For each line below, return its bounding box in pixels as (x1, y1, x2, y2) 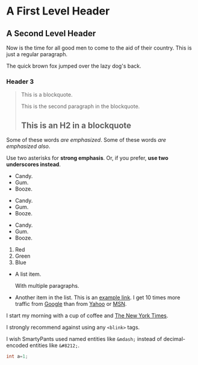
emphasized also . (6, 143, 51, 150)
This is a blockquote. (20, 91, 73, 98)
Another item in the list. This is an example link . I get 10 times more (14, 294, 181, 301)
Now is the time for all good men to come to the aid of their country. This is (6, 44, 192, 51)
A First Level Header (6, 4, 110, 18)
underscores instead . (6, 161, 61, 168)
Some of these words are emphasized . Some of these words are (6, 136, 167, 144)
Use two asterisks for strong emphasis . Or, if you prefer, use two (6, 154, 169, 162)
